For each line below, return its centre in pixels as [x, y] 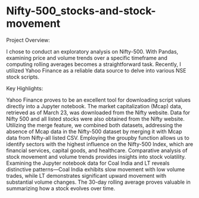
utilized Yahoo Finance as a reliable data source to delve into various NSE [96, 70]
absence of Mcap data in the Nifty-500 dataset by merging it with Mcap [94, 131]
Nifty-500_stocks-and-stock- [81, 11]
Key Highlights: [25, 88]
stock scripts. [23, 77]
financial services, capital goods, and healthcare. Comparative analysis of [97, 150]
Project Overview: [28, 40]
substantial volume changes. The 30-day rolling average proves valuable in [98, 182]
